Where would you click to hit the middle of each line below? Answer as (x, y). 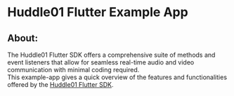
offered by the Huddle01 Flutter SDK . (60, 84)
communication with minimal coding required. (73, 70)
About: (23, 38)
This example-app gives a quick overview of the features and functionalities (117, 77)
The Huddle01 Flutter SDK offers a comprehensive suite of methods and (111, 55)
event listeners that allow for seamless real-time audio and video (101, 62)
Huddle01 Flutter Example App (98, 12)
